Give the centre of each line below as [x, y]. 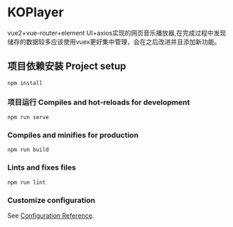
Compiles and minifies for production [73, 135]
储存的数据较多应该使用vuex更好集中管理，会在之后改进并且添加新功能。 [114, 41]
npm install [25, 83]
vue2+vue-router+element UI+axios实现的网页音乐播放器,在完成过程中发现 [117, 33]
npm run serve [28, 118]
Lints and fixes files [42, 167]
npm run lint [27, 182]
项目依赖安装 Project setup [67, 66]
